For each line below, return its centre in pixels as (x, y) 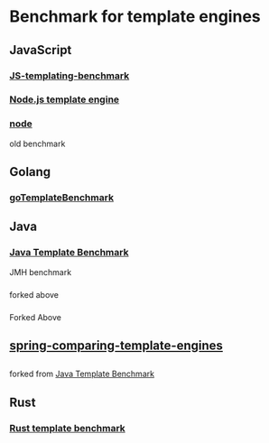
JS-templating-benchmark (70, 76)
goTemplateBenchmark (62, 198)
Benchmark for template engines (135, 17)
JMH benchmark (41, 272)
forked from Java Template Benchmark (82, 374)
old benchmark (37, 143)
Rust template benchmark (68, 428)
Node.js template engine (65, 99)
